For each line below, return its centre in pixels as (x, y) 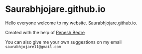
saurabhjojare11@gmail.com (33, 47)
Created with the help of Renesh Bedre (45, 32)
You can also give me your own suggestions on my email (64, 42)
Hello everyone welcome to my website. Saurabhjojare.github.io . (71, 23)
